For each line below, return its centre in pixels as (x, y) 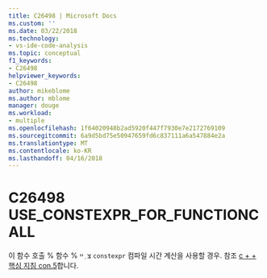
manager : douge (34, 106)
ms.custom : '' (32, 23)
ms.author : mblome (39, 98)
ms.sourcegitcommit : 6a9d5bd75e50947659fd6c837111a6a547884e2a (117, 135)
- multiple (27, 121)
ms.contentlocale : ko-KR (50, 151)
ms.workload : (30, 114)
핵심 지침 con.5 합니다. (44, 266)
